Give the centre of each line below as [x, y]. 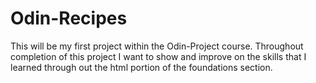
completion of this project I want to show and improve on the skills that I [158, 56]
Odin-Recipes [69, 18]
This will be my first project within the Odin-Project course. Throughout [157, 46]
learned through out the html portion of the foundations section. [141, 67]
